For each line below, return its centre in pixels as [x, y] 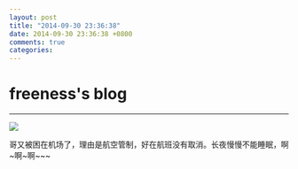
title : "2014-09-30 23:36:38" [65, 26]
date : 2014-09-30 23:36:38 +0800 [71, 34]
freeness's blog [68, 94]
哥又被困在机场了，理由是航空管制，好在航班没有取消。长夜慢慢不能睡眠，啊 [149, 145]
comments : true [37, 42]
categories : [31, 50]
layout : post [33, 17]
